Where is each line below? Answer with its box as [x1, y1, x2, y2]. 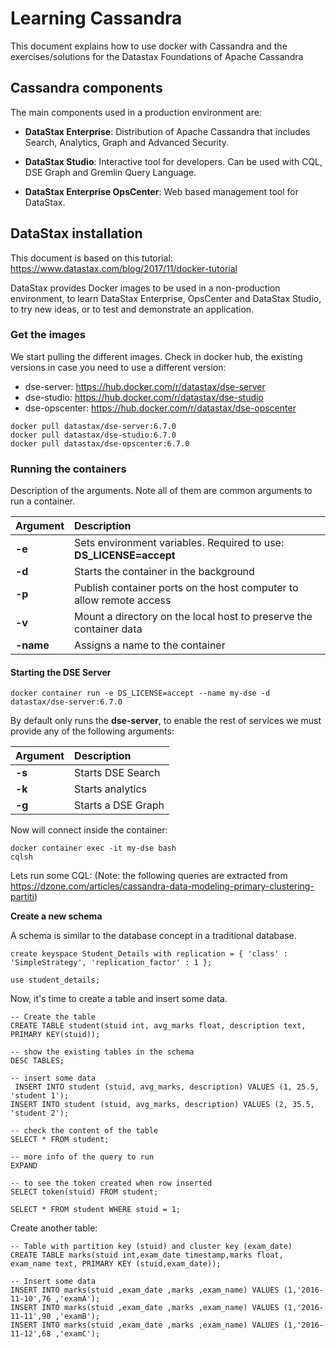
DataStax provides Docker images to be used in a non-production [10, 282, 281, 294]
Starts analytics [74, 782, 148, 796]
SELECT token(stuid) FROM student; [10, 1187, 159, 1197]
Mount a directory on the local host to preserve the [74, 610, 313, 624]
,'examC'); [54, 1329, 101, 1339]
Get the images [10, 328, 86, 342]
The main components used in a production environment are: [10, 106, 262, 118]
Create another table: [10, 1222, 98, 1234]
